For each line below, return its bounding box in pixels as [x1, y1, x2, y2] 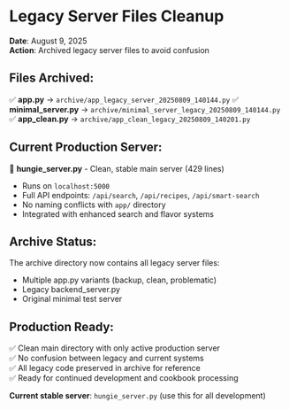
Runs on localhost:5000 [21, 180, 110, 191]
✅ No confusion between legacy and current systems [9, 352, 205, 364]
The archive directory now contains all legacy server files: [9, 258, 220, 268]
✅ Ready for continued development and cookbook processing [9, 373, 239, 383]
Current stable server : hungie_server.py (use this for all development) [9, 391, 267, 401]
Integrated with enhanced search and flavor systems [21, 208, 215, 219]
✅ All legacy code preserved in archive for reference [9, 363, 201, 374]
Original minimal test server [21, 294, 123, 305]
